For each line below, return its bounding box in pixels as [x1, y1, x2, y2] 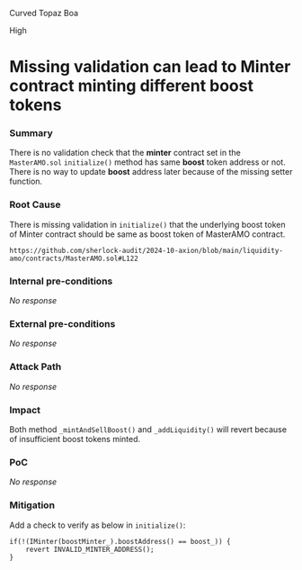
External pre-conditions [9, 318, 116, 330]
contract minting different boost [9, 76, 254, 96]
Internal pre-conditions [9, 275, 113, 287]
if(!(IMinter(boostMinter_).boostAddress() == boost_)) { [9, 537, 231, 546]
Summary [9, 127, 54, 140]
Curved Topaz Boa [9, 8, 79, 18]
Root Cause [9, 198, 61, 211]
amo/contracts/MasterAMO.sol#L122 [9, 254, 139, 263]
